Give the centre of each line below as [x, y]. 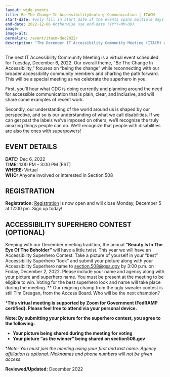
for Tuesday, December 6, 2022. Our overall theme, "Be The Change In [79, 63]
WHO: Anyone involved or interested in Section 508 [59, 175]
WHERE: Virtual [22, 170]
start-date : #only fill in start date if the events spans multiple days [85, 19]
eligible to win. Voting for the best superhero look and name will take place [83, 282]
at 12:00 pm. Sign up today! [34, 209]
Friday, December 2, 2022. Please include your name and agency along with [85, 272]
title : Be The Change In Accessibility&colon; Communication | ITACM [80, 15]
